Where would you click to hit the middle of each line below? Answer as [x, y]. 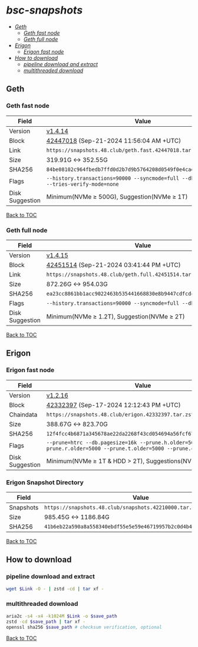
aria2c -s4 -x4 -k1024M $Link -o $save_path [62, 616]
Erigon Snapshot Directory [45, 482]
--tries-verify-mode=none [82, 184]
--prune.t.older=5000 [134, 448]
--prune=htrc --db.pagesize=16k [92, 442]
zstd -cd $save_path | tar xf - [46, 622]
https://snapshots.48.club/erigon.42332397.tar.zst [120, 414]
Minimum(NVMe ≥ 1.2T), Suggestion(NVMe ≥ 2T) [116, 316]
